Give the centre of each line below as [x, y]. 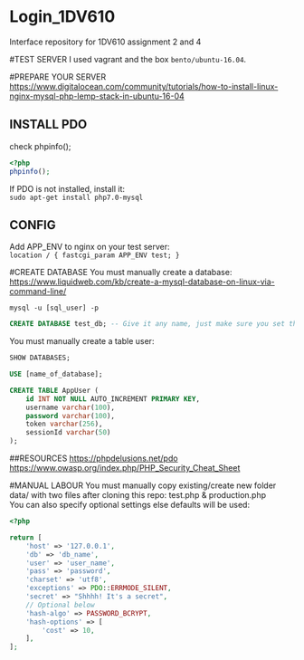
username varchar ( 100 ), [71, 407]
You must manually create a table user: [82, 341]
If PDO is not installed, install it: [67, 188]
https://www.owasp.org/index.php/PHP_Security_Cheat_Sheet [125, 468]
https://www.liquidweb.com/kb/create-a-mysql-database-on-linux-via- [142, 282]
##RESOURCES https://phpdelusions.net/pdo [94, 458]
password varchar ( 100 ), [71, 416]
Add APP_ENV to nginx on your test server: [90, 247]
